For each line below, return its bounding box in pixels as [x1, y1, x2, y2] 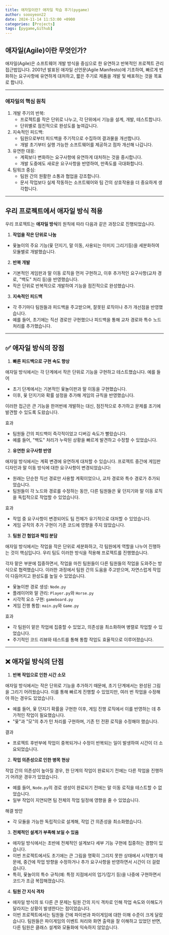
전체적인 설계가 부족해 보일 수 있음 [12, 829, 79, 835]
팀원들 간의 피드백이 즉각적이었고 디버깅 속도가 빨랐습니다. [12, 430, 127, 436]
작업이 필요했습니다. [26, 712, 65, 718]
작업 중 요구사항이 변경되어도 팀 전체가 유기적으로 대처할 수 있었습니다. [12, 515, 151, 521]
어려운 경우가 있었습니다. [10, 774, 59, 780]
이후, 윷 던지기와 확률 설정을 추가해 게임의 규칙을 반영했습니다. [12, 392, 135, 398]
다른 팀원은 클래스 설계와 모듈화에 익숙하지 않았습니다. [12, 924, 119, 930]
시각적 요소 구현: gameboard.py [12, 596, 73, 602]
